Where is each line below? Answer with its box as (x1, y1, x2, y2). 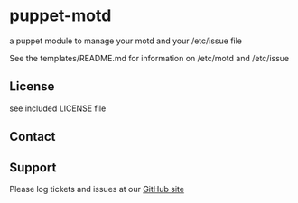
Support (9, 160, 57, 175)
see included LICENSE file (9, 103, 107, 114)
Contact (9, 129, 56, 144)
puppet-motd (9, 5, 112, 26)
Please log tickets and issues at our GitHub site (9, 183, 185, 194)
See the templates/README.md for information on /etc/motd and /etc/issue (9, 52, 290, 63)
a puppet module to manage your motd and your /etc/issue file (9, 35, 242, 46)
